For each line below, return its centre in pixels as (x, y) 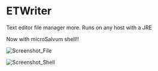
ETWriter (29, 11)
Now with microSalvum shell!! (43, 39)
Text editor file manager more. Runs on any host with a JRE (79, 27)
